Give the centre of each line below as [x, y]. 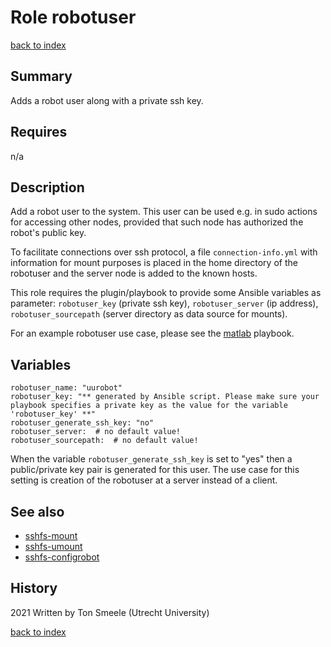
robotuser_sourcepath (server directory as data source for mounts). [149, 314]
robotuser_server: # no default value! [96, 432]
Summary [41, 76]
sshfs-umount [53, 546]
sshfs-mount [51, 535]
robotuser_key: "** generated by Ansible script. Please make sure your [165, 397]
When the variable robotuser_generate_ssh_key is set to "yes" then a [151, 459]
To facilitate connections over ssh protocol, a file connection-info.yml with [164, 252]
